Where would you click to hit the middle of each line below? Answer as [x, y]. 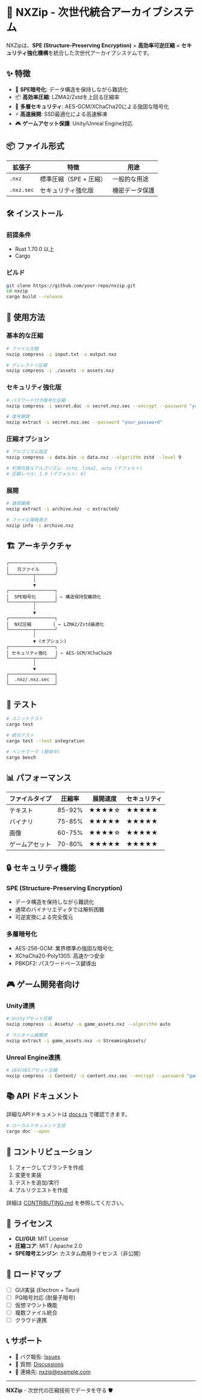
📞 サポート [25, 1341]
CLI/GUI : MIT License [41, 1238]
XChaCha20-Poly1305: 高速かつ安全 [60, 956]
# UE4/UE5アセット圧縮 [32, 1070]
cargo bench [21, 757]
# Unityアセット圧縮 [29, 1019]
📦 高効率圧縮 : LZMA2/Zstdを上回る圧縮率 [67, 97]
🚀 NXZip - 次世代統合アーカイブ [84, 12]
